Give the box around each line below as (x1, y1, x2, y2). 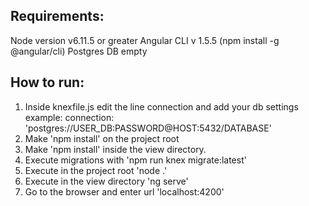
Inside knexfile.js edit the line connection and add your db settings (24, 100, 299, 113)
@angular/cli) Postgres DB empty (10, 45, 148, 57)
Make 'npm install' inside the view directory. (24, 143, 207, 155)
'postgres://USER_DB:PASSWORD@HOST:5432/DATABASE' (24, 122, 272, 134)
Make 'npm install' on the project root (24, 132, 180, 144)
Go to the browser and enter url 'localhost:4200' (24, 185, 225, 198)
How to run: (10, 74, 85, 91)
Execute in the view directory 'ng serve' (24, 175, 189, 187)
